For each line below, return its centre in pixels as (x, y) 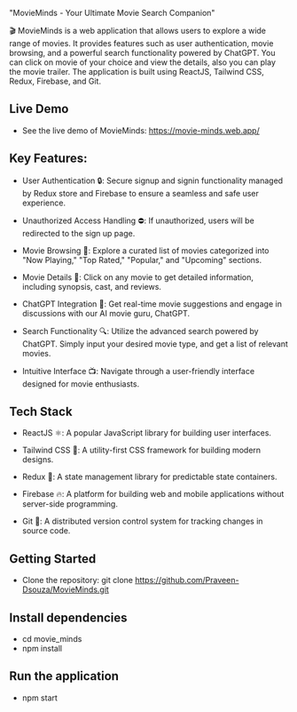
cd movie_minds (52, 639)
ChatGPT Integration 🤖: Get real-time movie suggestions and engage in (152, 304)
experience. (44, 203)
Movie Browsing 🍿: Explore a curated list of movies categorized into (145, 250)
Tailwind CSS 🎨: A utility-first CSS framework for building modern (141, 450)
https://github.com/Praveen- (187, 580)
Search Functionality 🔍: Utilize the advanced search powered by (140, 331)
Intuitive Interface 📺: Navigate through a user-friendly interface (138, 371)
